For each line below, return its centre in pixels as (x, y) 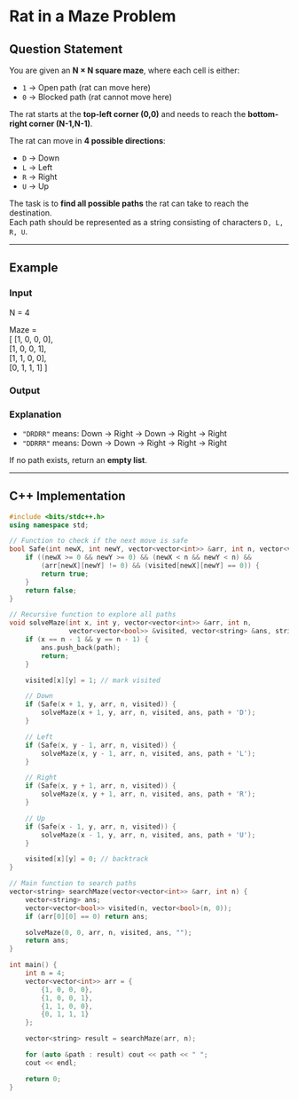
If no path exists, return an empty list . (78, 460)
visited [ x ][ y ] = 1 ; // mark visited (93, 680)
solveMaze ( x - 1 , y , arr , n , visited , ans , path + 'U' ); (149, 835)
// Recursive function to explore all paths (93, 615)
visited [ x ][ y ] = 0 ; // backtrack (87, 859)
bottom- (263, 114)
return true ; (65, 574)
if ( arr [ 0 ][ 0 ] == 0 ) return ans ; (87, 916)
